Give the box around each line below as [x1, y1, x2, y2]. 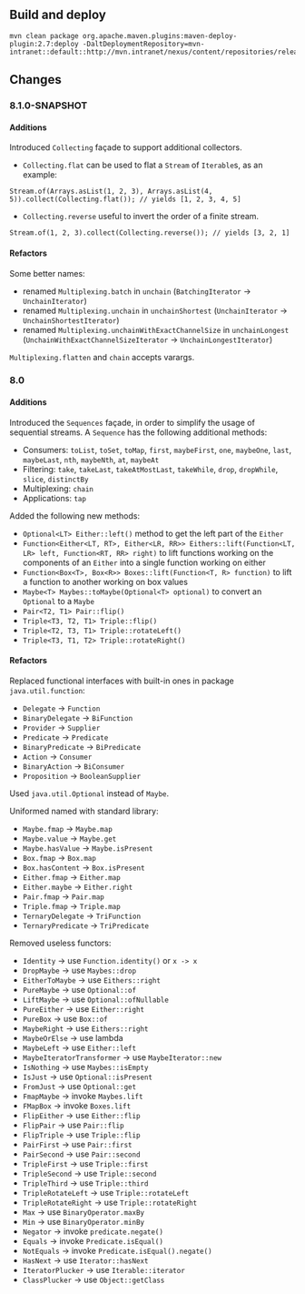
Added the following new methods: [9, 510, 141, 521]
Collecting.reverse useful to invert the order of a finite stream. [22, 211, 260, 222]
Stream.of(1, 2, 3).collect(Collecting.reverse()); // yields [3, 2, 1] [9, 228, 290, 238]
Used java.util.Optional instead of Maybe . [9, 787, 170, 799]
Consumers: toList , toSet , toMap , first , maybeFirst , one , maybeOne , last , [22, 444, 292, 455]
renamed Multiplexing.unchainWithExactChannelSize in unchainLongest [22, 324, 290, 335]
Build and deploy [9, 7, 106, 23]
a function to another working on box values [22, 576, 189, 587]
